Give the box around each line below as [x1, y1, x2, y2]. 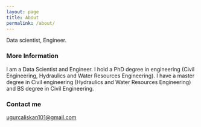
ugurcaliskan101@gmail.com [6, 113, 77, 121]
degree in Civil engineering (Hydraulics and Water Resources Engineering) [6, 78, 191, 85]
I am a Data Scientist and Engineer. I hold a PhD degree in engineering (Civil [6, 65, 195, 73]
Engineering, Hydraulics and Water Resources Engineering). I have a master [6, 72, 195, 79]
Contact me [6, 100, 42, 108]
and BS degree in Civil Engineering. [6, 85, 95, 92]
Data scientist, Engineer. [6, 37, 67, 44]
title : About [6, 15, 39, 21]
